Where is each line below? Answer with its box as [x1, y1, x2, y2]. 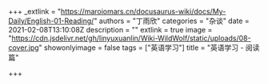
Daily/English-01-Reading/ [8, 16, 94, 25]
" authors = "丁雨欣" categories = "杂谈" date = [93, 16, 250, 25]
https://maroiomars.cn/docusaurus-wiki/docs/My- [60, 7, 226, 16]
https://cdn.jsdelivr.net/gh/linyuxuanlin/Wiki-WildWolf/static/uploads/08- [11, 33, 251, 43]
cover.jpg [8, 43, 39, 52]
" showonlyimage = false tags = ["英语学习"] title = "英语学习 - [38, 43, 244, 52]
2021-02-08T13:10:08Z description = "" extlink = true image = [8, 25, 213, 34]
